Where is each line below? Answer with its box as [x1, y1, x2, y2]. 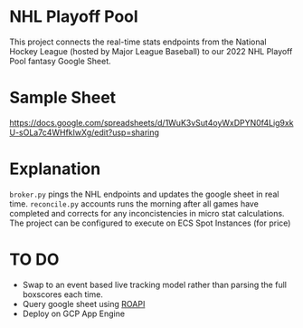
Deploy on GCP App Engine [22, 308, 125, 319]
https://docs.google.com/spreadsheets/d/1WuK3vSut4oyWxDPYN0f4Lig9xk [9, 117, 294, 128]
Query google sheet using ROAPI [22, 298, 146, 309]
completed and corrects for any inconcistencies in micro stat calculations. [9, 207, 285, 218]
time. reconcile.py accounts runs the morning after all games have [9, 198, 260, 209]
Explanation [9, 159, 101, 179]
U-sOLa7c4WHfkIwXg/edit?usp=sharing [9, 127, 160, 138]
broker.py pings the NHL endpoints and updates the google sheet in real [9, 188, 279, 199]
